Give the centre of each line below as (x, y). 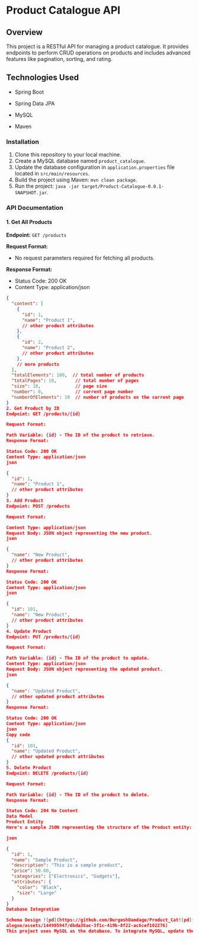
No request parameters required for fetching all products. (85, 258)
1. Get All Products (29, 222)
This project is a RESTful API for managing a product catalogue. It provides (97, 46)
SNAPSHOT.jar (31, 193)
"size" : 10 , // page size (60, 386)
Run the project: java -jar (47, 186)
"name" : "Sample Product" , (45, 860)
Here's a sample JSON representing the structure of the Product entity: (99, 827)
